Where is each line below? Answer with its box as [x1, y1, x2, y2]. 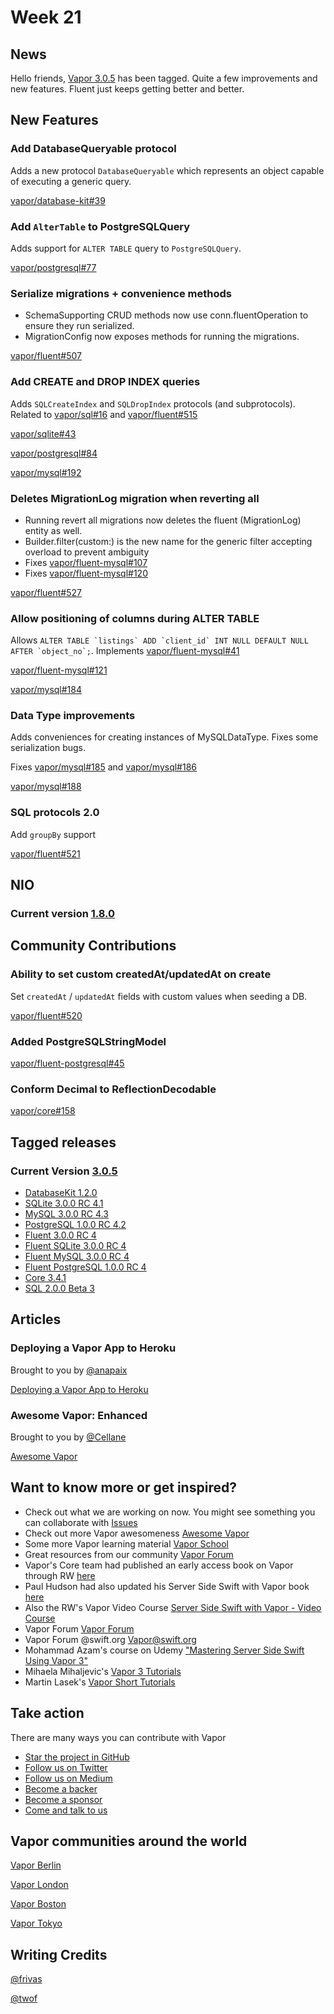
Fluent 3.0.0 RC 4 [24, 1229, 97, 1241]
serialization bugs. [10, 742, 87, 754]
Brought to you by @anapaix [10, 1364, 128, 1376]
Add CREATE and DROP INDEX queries [10, 375, 201, 389]
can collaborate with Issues [24, 1516, 138, 1528]
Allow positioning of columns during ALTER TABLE [10, 611, 260, 625]
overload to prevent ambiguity [24, 546, 150, 558]
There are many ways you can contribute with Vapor [10, 1731, 227, 1743]
